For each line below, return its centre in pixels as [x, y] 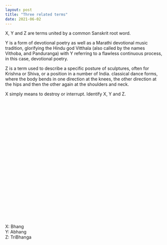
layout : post [19, 10]
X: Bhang [14, 227]
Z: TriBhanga [18, 237]
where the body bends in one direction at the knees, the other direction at [81, 79]
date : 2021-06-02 [23, 19]
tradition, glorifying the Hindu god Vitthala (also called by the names [75, 48]
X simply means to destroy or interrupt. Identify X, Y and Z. [66, 94]
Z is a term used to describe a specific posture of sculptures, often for [77, 68]
